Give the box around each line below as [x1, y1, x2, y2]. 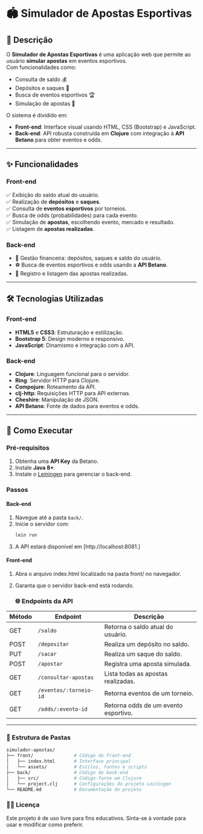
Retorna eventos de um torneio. [104, 689, 194, 697]
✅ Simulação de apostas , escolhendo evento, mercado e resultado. [6, 218, 175, 225]
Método [9, 613, 32, 621]
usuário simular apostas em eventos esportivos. [6, 57, 127, 64]
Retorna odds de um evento [104, 701, 183, 710]
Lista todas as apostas [104, 670, 168, 678]
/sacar [37, 651, 57, 658]
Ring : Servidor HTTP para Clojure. [14, 377, 101, 384]
